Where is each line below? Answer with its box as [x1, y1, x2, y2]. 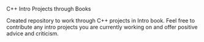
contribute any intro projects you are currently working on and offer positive [6, 24, 198, 30]
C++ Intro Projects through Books [6, 5, 91, 12]
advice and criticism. [6, 30, 59, 37]
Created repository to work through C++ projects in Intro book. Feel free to [6, 17, 195, 24]
